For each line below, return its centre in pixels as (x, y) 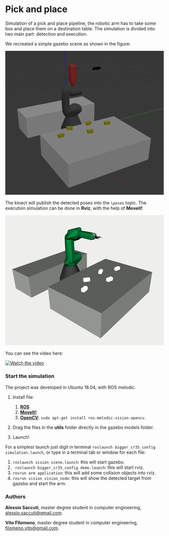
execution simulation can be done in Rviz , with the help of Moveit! (74, 208)
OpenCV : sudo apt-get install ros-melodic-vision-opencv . (83, 417)
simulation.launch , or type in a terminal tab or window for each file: (75, 452)
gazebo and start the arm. (39, 484)
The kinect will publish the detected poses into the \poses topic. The (76, 203)
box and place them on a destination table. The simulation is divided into (80, 28)
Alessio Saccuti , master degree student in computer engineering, (73, 508)
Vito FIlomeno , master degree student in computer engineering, (72, 523)
